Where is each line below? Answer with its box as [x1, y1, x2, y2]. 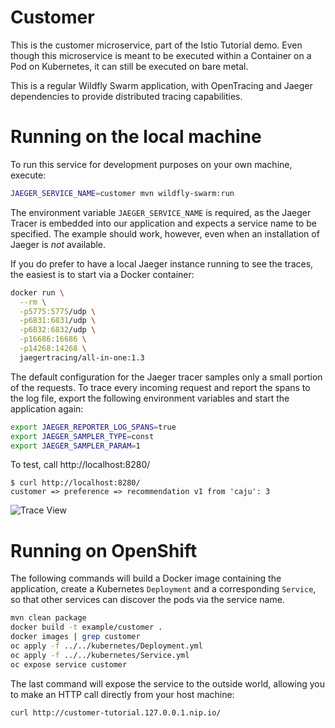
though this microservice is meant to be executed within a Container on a [10, 49, 312, 61]
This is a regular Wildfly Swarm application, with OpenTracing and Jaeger [10, 79, 313, 91]
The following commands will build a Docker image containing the [10, 572, 282, 585]
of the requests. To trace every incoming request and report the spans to [10, 381, 311, 393]
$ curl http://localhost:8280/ [10, 478, 141, 488]
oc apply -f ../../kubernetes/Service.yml [10, 650, 190, 660]
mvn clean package [10, 613, 87, 623]
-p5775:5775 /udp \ [19, 306, 97, 316]
